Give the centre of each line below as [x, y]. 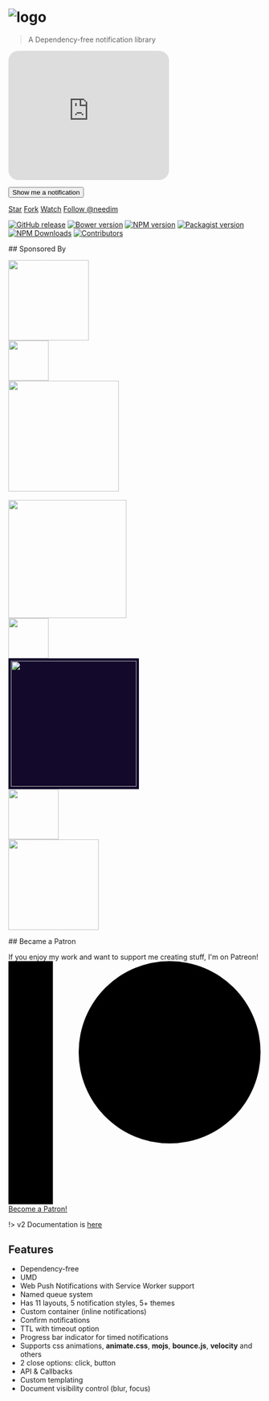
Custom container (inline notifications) [83, 1312]
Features [31, 1249]
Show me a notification [46, 192]
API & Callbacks [46, 1371]
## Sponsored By [37, 249]
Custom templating [51, 1380]
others [31, 1354]
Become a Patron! [38, 1209]
